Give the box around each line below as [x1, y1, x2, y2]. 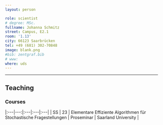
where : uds [5, 61, 27, 66]
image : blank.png [5, 47, 40, 53]
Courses [5, 98, 26, 105]
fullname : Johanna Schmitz [5, 25, 60, 30]
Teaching [5, 84, 34, 92]
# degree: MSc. [5, 20, 36, 25]
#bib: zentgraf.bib [5, 52, 45, 57]
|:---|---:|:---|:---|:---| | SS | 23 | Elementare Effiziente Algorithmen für [5, 109, 147, 115]
